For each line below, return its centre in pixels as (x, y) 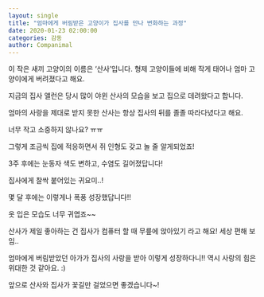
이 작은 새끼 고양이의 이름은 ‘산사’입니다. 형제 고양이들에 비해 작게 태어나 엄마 (128, 69)
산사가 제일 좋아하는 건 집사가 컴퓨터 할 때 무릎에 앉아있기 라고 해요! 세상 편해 (128, 231)
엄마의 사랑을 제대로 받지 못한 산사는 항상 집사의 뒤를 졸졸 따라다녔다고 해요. (126, 113)
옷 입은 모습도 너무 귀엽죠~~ (52, 214)
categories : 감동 (35, 38)
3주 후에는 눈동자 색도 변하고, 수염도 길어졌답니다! (85, 163)
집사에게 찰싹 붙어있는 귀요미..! (56, 181)
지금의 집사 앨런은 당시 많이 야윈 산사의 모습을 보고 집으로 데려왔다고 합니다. (126, 96)
